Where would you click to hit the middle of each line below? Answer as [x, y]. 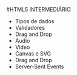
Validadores [30, 28]
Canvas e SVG [33, 54]
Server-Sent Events [39, 66]
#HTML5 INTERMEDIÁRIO [38, 9]
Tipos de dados [35, 21]
